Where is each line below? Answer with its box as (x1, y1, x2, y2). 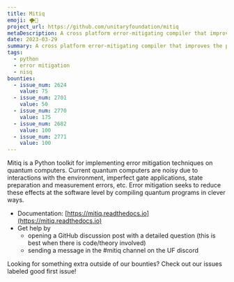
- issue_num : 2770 (13, 107, 68, 114)
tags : (7, 49, 23, 56)
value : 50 (19, 101, 49, 108)
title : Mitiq (7, 10, 45, 17)
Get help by (17, 224, 51, 233)
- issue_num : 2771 (13, 133, 68, 140)
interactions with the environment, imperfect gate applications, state (7, 173, 203, 182)
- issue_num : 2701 (13, 95, 68, 102)
